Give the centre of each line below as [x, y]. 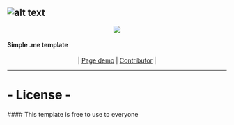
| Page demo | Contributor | [117, 60]
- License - [39, 95]
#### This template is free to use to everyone [73, 114]
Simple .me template [38, 45]
